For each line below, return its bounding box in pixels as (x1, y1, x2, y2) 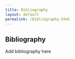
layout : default (5, 12, 39, 17)
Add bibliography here (5, 48, 51, 54)
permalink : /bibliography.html (5, 16, 70, 21)
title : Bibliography (5, 7, 48, 12)
